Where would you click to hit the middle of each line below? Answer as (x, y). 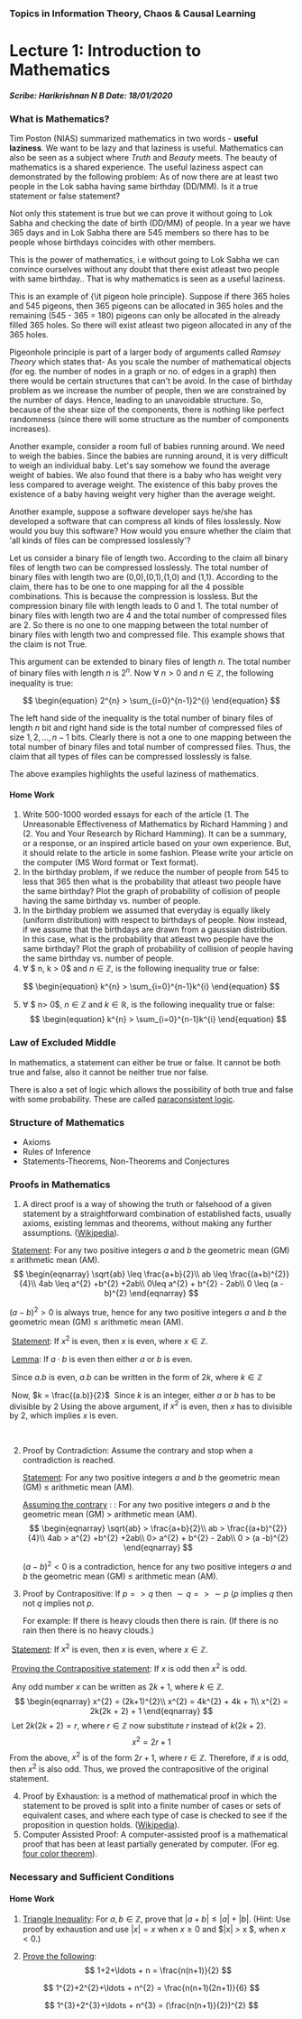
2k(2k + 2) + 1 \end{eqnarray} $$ (151, 1711)
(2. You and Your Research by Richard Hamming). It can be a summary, (154, 834)
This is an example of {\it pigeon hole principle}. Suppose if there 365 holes (150, 297)
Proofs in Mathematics (60, 1185)
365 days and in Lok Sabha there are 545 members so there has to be (139, 233)
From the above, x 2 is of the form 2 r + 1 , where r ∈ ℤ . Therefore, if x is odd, (149, 1756)
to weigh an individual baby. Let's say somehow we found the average (140, 466)
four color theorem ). (59, 1854)
